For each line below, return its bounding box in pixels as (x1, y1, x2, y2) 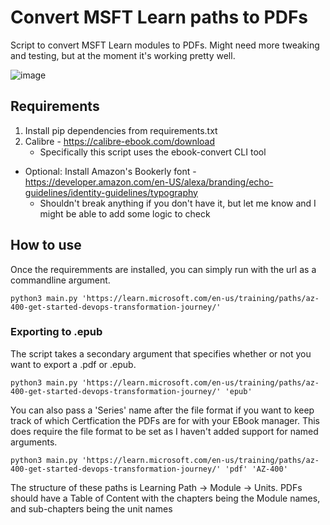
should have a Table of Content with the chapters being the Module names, (10, 492, 321, 504)
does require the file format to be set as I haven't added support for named (10, 425, 319, 437)
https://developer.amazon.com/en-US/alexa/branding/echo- (24, 176, 274, 188)
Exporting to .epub (10, 325, 103, 339)
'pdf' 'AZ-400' (224, 464, 288, 474)
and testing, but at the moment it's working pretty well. (10, 49, 236, 61)
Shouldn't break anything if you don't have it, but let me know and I (39, 197, 317, 209)
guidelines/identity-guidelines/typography (24, 186, 198, 198)
